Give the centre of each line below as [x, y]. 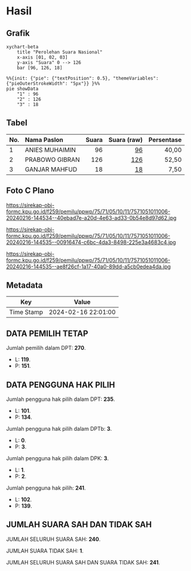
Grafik [18, 33]
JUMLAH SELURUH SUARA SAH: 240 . [53, 539]
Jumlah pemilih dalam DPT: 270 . [46, 348]
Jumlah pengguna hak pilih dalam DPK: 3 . [58, 458]
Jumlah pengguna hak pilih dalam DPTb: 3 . [59, 429]
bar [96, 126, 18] [40, 68]
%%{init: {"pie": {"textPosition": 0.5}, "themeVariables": [83, 78]
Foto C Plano [30, 191]
